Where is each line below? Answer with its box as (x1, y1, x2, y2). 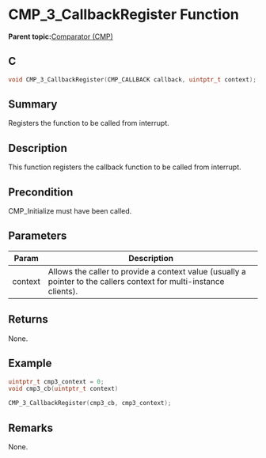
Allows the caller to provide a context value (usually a (47, 266, 247, 277)
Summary (8, 97, 58, 112)
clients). (47, 286, 78, 297)
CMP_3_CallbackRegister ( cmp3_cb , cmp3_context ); (8, 399, 172, 407)
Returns (8, 312, 49, 326)
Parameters (8, 229, 67, 243)
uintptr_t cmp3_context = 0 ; (8, 377, 104, 385)
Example (8, 357, 52, 370)
